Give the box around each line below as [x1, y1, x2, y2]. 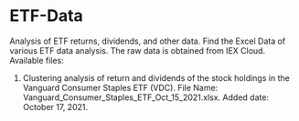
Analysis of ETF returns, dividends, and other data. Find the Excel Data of [9, 35, 286, 46]
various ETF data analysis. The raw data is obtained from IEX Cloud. [9, 45, 266, 55]
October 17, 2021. [22, 101, 89, 112]
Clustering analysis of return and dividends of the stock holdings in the [22, 72, 290, 83]
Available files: [9, 55, 64, 66]
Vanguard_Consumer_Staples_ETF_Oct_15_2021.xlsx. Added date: [22, 92, 270, 103]
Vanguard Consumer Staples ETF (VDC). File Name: [22, 82, 219, 93]
